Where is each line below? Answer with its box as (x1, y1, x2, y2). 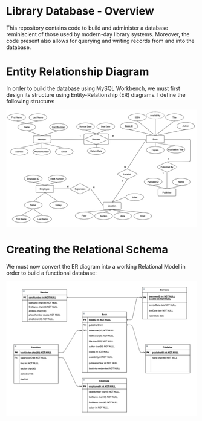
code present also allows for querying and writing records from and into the (6, 37, 195, 44)
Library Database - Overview (6, 4, 154, 18)
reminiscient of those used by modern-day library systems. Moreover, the (6, 30, 190, 38)
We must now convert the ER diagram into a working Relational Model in (6, 263, 186, 270)
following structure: (6, 97, 55, 105)
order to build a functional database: (6, 269, 97, 276)
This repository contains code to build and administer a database (6, 24, 168, 31)
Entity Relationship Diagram (6, 65, 149, 79)
